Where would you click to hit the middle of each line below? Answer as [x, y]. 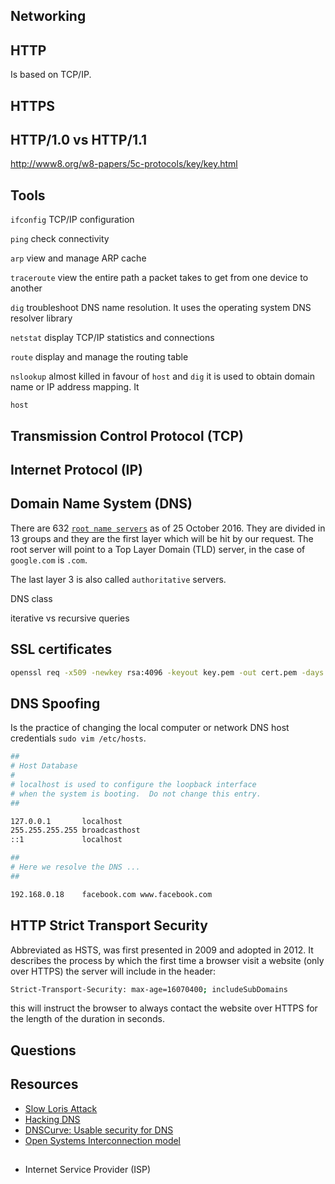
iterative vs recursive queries [70, 618]
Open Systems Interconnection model [103, 1140]
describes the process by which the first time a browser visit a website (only [167, 960]
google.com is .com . [49, 560]
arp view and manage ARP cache [78, 258]
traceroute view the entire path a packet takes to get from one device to [159, 278]
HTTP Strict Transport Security [109, 925]
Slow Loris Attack [61, 1108]
